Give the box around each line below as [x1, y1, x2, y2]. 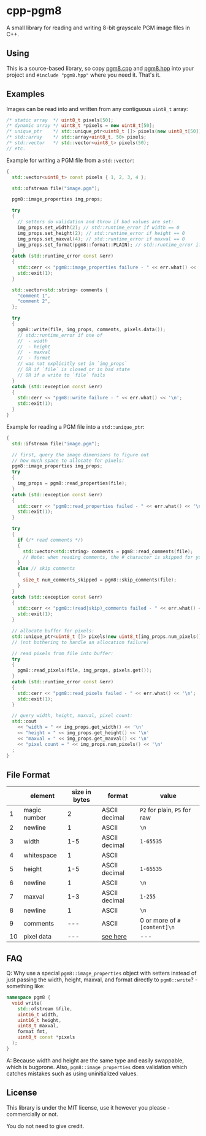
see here [101, 932, 127, 941]
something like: [6, 983, 45, 990]
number [23, 813, 46, 822]
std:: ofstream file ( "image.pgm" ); [12, 185, 100, 191]
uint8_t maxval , [17, 1023, 59, 1029]
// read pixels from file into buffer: [12, 650, 114, 656]
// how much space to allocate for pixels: [12, 458, 124, 464]
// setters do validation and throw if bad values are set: [17, 219, 174, 225]
